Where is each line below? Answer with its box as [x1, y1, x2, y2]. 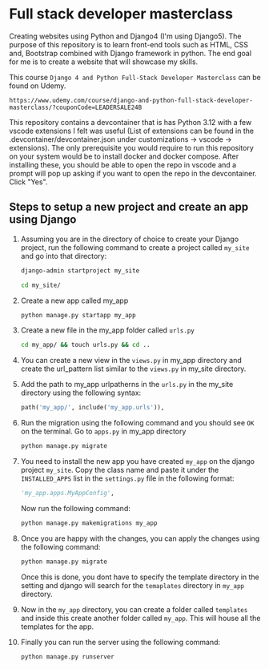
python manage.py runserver [20, 652, 114, 661]
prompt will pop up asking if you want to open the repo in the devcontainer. [9, 168, 257, 178]
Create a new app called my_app [20, 296, 129, 305]
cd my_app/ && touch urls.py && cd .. [20, 341, 151, 349]
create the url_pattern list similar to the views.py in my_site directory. [20, 364, 247, 373]
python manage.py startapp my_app [20, 311, 136, 319]
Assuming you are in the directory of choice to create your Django [20, 234, 239, 244]
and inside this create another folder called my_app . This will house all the [20, 613, 261, 623]
